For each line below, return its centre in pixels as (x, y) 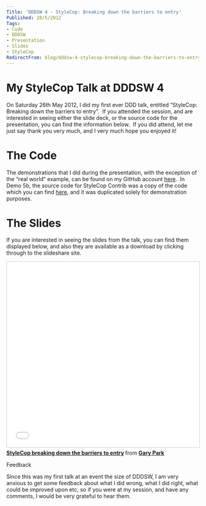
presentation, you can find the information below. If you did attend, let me (99, 124)
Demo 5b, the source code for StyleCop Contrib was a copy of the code (97, 185)
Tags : (13, 23)
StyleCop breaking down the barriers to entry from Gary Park (86, 453)
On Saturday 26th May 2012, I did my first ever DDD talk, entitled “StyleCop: (102, 105)
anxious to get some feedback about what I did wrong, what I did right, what (102, 483)
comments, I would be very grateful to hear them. (69, 496)
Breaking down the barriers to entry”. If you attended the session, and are (100, 111)
